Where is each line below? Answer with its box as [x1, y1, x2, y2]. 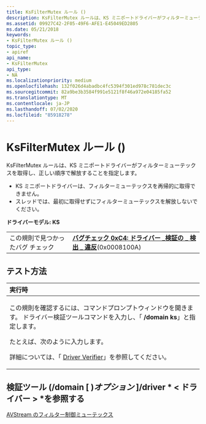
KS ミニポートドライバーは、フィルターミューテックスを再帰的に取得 [15, 183, 191, 190]
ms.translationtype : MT [6, 95, 67, 101]
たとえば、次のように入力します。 [9, 337, 107, 346]
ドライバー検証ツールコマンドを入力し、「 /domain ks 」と [22, 313, 190, 321]
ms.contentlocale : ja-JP [6, 100, 70, 106]
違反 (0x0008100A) [85, 243, 142, 252]
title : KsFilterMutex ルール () [6, 9, 86, 15]
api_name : [6, 55, 32, 61]
